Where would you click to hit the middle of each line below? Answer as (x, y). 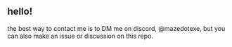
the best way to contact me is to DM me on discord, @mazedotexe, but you (116, 28)
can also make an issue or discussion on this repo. (80, 36)
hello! (20, 12)
